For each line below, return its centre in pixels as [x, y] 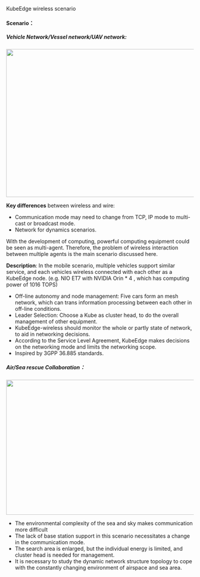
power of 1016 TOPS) [32, 284]
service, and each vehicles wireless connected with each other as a [89, 271]
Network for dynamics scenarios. [56, 230]
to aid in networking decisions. [52, 334]
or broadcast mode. [51, 223]
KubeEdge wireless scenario [41, 9]
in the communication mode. [50, 542]
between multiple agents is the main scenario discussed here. [82, 254]
